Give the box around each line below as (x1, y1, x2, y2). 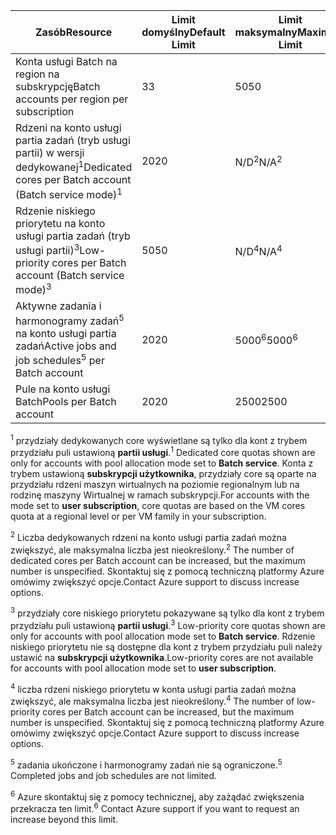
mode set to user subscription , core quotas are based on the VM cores (10, 500, 306, 512)
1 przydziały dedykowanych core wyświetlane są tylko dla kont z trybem (10, 432, 308, 446)
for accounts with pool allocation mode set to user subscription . (10, 662, 277, 674)
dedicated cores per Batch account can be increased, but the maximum (10, 554, 306, 566)
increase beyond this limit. (10, 814, 119, 826)
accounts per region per (15, 92, 129, 106)
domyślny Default (141, 25, 226, 39)
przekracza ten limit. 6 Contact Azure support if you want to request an (10, 801, 300, 815)
